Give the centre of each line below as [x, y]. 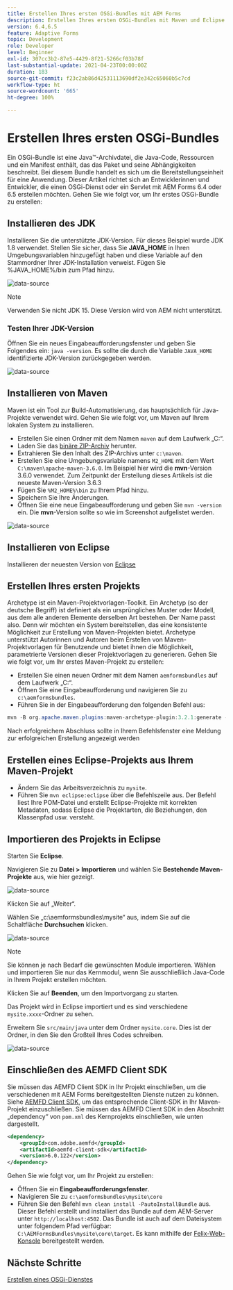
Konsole [29, 1241]
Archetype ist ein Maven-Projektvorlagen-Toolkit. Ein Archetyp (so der [107, 603]
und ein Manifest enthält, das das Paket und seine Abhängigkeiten [102, 165]
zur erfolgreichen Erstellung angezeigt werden [74, 738]
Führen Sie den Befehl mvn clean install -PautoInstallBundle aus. [114, 1204]
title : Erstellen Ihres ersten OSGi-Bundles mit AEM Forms [94, 14]
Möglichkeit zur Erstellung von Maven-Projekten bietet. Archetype [102, 632]
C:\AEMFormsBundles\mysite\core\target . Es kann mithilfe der [105, 1234]
